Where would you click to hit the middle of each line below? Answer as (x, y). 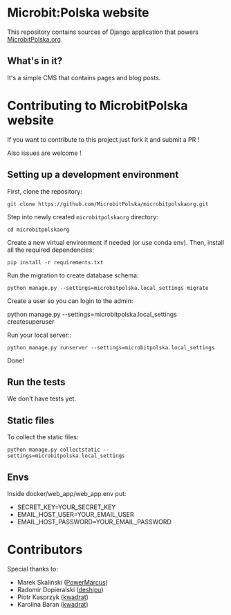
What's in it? (35, 61)
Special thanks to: (33, 569)
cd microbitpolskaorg (38, 230)
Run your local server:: (39, 335)
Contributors (45, 550)
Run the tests (36, 382)
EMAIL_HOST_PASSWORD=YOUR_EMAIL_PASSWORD (94, 522)
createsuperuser (31, 321)
